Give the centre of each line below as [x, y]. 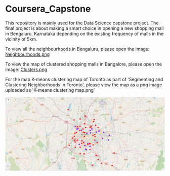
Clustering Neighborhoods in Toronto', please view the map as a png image [84, 85]
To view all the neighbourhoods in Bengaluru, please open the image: [77, 49]
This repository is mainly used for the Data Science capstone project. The [82, 23]
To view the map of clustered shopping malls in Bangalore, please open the [84, 64]
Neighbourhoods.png [28, 54]
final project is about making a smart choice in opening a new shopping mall [84, 28]
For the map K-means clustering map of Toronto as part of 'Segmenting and [84, 79]
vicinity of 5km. [21, 39]
